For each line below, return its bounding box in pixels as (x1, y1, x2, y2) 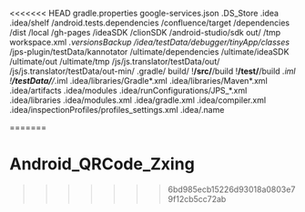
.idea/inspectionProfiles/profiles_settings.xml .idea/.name (9, 105, 225, 115)
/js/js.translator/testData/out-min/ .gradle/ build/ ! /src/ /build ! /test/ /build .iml (9, 66, 296, 76)
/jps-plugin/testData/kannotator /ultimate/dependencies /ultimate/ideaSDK (9, 46, 290, 57)
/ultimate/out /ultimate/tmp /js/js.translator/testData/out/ (9, 56, 220, 66)
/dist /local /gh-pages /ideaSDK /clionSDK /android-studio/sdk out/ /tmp (9, 27, 281, 37)
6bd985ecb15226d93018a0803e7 (168, 184, 296, 195)
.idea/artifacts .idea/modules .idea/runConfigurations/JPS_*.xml (9, 86, 248, 96)
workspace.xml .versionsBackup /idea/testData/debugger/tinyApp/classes (9, 36, 290, 47)
